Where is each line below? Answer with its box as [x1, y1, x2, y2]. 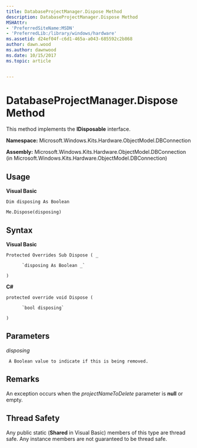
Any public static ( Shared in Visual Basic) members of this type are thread [6, 429, 186, 436]
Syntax [6, 225, 33, 235]
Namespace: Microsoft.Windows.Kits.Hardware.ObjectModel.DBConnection [6, 137, 191, 144]
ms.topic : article [6, 58, 51, 64]
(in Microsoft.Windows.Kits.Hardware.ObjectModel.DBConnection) [6, 154, 168, 162]
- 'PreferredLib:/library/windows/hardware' [6, 31, 117, 37]
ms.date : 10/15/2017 [6, 52, 57, 58]
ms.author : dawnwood [6, 47, 57, 53]
